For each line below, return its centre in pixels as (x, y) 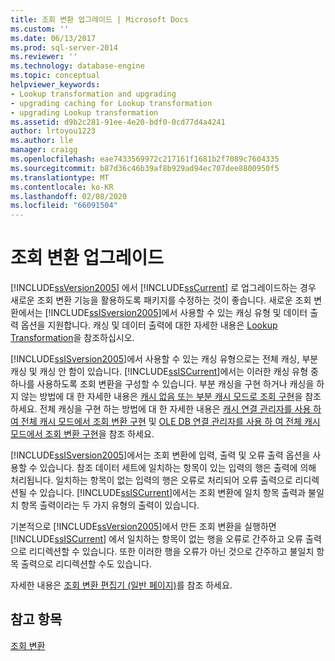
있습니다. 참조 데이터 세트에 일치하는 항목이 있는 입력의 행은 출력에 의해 (178, 468)
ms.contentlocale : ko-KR (62, 187)
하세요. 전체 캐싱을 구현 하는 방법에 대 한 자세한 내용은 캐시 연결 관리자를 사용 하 (166, 409)
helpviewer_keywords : (55, 85)
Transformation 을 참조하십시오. (72, 338)
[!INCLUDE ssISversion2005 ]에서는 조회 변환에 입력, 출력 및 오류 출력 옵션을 (160, 455)
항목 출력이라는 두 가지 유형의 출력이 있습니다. (110, 505)
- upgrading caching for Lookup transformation (111, 103)
